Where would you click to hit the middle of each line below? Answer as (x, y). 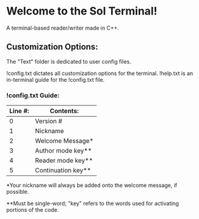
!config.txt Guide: (33, 95)
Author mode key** (63, 151)
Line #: (19, 111)
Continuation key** (63, 171)
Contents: (64, 111)
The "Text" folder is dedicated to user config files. (69, 61)
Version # (49, 121)
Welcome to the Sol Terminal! (82, 11)
